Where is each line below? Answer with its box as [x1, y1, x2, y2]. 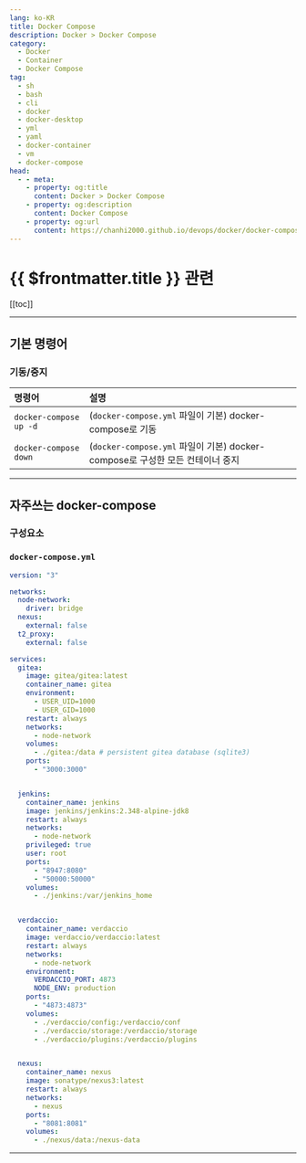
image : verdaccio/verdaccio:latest [25, 933, 161, 942]
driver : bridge [25, 604, 84, 613]
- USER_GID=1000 [33, 705, 96, 714]
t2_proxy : [17, 629, 55, 639]
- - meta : [17, 174, 55, 184]
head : [9, 166, 30, 175]
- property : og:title [25, 184, 107, 193]
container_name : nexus [25, 1068, 112, 1077]
